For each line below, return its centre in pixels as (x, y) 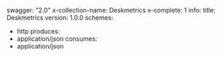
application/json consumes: (57, 39)
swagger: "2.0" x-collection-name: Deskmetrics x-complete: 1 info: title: (111, 10)
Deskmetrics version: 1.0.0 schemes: (60, 18)
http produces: (39, 31)
